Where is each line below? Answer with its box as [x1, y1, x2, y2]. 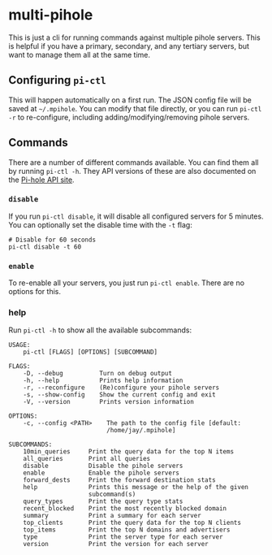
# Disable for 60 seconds [8, 236, 96, 244]
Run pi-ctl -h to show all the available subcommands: [8, 325, 192, 335]
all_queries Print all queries [23, 455, 151, 463]
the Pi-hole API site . [8, 175, 75, 184]
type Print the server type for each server [23, 533, 223, 541]
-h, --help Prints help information [23, 376, 183, 385]
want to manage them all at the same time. [8, 50, 151, 59]
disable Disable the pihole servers [23, 462, 183, 470]
